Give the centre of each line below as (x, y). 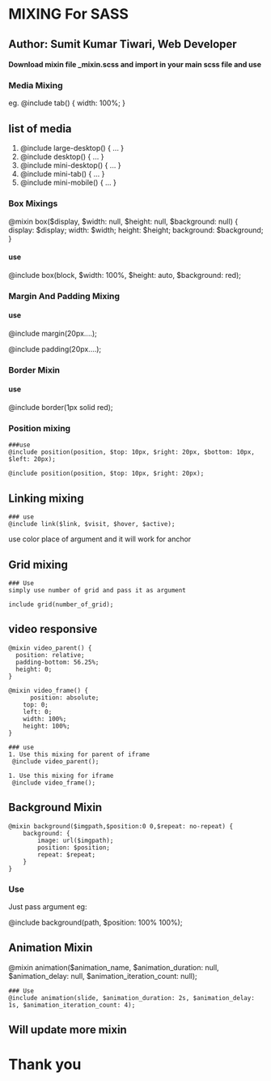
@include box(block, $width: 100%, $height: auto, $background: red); (125, 275)
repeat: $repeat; (66, 855)
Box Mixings (33, 203)
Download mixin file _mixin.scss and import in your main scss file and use (135, 65)
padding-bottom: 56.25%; (57, 662)
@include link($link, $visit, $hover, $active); (92, 524)
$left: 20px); (32, 459)
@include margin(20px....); (53, 333)
